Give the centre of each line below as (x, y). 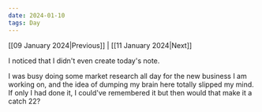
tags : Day (24, 23)
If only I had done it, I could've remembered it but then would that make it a (130, 92)
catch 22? (24, 101)
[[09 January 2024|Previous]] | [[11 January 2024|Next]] (100, 45)
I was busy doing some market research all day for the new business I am (127, 76)
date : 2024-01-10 (37, 15)
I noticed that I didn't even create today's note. (84, 61)
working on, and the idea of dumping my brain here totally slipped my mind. (131, 84)
